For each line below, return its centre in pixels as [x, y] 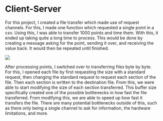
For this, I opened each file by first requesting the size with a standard [75, 72]
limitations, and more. [27, 113]
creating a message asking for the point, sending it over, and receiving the [80, 43]
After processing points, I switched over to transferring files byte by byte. [78, 67]
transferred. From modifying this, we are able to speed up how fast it [74, 98]
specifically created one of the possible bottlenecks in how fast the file [76, 92]
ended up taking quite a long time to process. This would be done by [74, 38]
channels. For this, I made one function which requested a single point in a [80, 27]
